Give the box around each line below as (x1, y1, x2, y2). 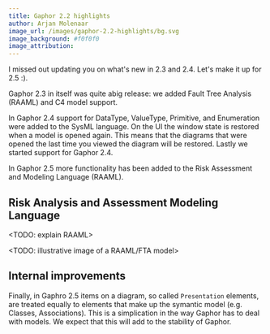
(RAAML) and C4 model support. (8, 98, 118, 107)
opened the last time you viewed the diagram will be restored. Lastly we (8, 139, 249, 149)
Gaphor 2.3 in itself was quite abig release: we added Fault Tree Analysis (8, 89, 252, 98)
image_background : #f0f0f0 (8, 34, 100, 43)
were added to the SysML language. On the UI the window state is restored (8, 122, 259, 132)
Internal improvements (8, 269, 126, 283)
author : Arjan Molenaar (8, 20, 89, 28)
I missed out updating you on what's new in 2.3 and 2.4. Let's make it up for (8, 64, 262, 74)
